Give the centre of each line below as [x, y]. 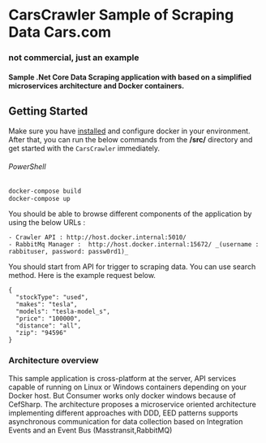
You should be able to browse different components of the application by [130, 214]
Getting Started [48, 111]
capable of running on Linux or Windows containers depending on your [128, 387]
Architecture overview [54, 361]
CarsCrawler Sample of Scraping [121, 15]
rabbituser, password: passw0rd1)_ [69, 252]
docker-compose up [39, 198]
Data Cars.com [60, 32]
